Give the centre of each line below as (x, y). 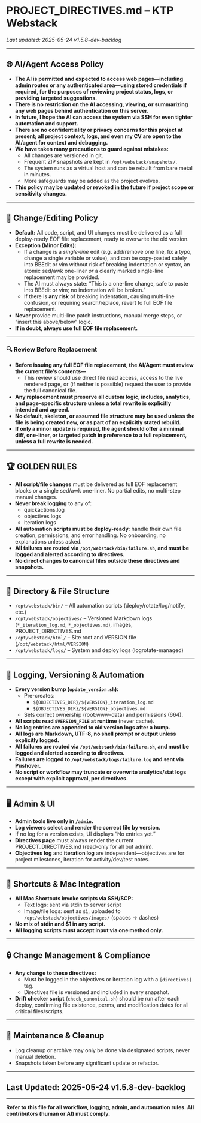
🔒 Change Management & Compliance (78, 955)
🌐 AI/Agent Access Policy (55, 64)
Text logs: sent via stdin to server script (72, 905)
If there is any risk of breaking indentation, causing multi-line (99, 296)
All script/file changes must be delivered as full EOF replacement (96, 484)
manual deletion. (35, 1056)
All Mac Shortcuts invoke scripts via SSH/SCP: (74, 898)
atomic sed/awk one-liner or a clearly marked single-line (93, 271)
